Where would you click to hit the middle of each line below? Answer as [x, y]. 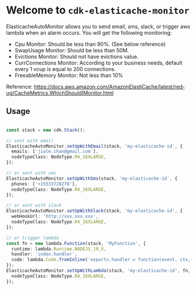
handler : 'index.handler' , [44, 254]
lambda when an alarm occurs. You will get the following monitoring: [89, 32]
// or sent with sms [31, 173]
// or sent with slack [34, 205]
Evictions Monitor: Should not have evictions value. [77, 56]
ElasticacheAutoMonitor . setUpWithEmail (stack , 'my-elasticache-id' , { [94, 146]
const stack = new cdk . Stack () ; [46, 130]
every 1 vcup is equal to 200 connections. [65, 69]
